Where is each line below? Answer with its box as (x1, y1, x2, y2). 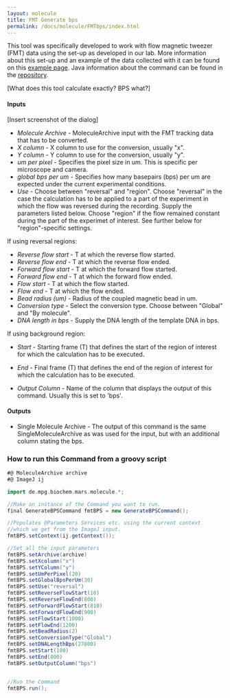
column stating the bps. (16, 437, 84, 445)
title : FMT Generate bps (7, 17, 78, 23)
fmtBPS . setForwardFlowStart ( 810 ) (7, 602, 103, 609)
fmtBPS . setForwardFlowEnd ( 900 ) (7, 609, 97, 615)
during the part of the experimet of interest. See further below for (16, 216, 203, 224)
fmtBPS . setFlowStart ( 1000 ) (7, 615, 84, 622)
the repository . (7, 71, 49, 79)
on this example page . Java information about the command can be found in (7, 63, 223, 72)
